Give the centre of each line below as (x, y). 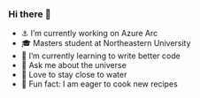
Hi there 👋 (30, 14)
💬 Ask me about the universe (74, 65)
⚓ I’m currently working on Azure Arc (89, 34)
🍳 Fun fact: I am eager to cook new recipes (99, 84)
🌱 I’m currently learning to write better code (100, 56)
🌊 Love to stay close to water (74, 75)
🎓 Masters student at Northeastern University (106, 43)
